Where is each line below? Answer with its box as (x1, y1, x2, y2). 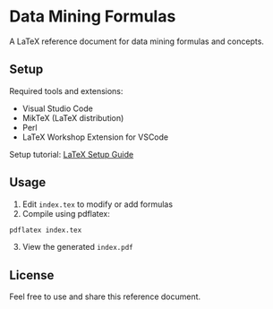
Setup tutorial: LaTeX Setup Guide (9, 149, 134, 159)
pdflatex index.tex (9, 226, 82, 235)
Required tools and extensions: (9, 85, 124, 96)
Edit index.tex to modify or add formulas (21, 199, 173, 210)
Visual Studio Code (21, 103, 94, 114)
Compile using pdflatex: (21, 208, 110, 219)
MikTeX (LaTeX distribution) (21, 112, 124, 123)
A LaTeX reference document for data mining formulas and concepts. (9, 36, 264, 47)
